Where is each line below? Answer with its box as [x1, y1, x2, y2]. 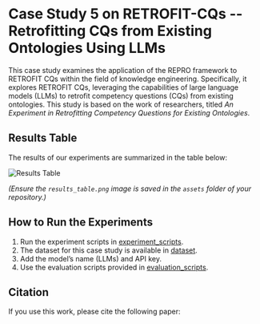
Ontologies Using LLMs [8, 39, 166, 57]
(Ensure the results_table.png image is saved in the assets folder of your [8, 184, 252, 193]
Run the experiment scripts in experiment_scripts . [19, 237, 184, 246]
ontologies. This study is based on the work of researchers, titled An [8, 99, 234, 109]
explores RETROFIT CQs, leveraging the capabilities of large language [8, 82, 238, 92]
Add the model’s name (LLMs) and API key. [19, 253, 162, 263]
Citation [8, 286, 50, 299]
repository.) [8, 192, 46, 201]
